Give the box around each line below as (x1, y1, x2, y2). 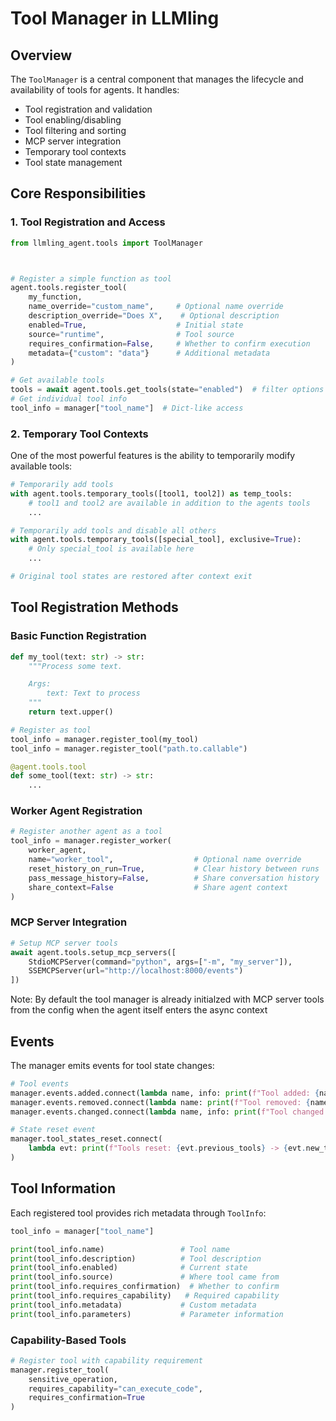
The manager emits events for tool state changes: (10, 1059, 215, 1071)
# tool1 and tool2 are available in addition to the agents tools (28, 498, 311, 508)
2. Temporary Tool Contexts (10, 427, 149, 441)
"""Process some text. (28, 661, 123, 671)
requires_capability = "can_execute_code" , (28, 1383, 203, 1394)
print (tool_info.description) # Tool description (10, 1253, 262, 1264)
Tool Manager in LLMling (10, 7, 220, 30)
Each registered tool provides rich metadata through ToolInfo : (10, 1207, 267, 1219)
